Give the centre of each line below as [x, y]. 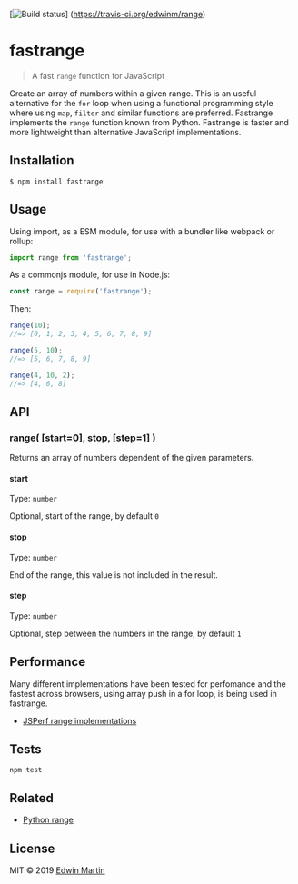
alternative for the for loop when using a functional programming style [142, 103]
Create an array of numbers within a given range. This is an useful [133, 93]
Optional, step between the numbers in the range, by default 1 [125, 633]
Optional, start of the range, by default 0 [84, 516]
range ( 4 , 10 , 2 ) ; [42, 375]
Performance [48, 662]
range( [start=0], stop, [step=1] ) [83, 438]
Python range [48, 820]
